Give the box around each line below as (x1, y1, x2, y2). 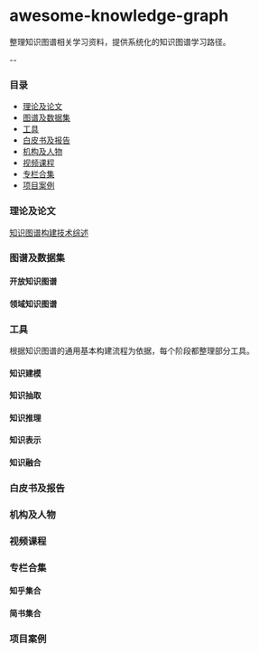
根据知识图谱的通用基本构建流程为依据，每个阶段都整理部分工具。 (9, 345, 254, 356)
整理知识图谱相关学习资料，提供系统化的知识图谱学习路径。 (9, 36, 231, 47)
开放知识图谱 (9, 276, 57, 287)
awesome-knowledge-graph (9, 5, 229, 26)
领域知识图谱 (9, 298, 57, 309)
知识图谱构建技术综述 (9, 227, 88, 238)
